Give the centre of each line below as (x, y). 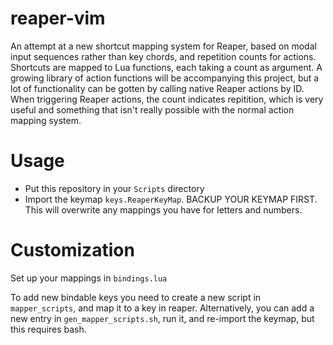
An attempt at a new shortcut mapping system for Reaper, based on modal (163, 46)
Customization (72, 250)
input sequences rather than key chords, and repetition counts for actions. (163, 56)
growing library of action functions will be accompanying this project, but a (165, 78)
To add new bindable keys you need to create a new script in (136, 297)
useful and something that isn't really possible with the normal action (152, 109)
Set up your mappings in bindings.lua (89, 278)
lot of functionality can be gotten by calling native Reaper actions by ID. (157, 88)
